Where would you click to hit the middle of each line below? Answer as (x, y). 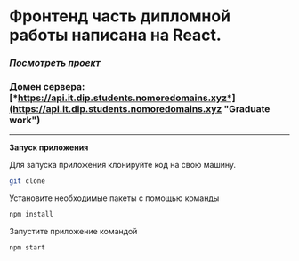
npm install (31, 215)
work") (25, 120)
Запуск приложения (49, 147)
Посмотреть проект (55, 63)
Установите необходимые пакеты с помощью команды (114, 198)
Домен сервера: (47, 87)
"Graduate (247, 109)
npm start (28, 248)
